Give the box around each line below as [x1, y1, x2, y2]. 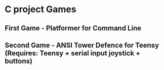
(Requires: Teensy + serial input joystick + [5, 49, 141, 57]
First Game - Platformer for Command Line [5, 24, 142, 32]
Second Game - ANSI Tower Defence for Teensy [5, 41, 159, 49]
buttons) [5, 57, 32, 65]
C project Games [5, 4, 76, 15]
